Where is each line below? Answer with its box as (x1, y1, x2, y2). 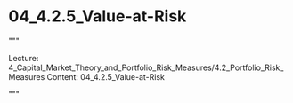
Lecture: (8, 52, 39, 63)
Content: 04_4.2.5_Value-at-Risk (46, 71, 166, 82)
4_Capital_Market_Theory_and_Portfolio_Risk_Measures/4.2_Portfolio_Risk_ (8, 62, 284, 73)
